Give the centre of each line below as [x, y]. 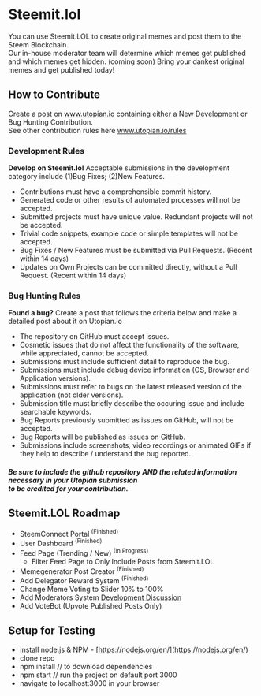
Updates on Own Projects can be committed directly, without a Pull [128, 267]
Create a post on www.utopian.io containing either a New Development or [128, 114]
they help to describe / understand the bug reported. [105, 454]
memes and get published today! [62, 69]
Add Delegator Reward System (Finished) [84, 580]
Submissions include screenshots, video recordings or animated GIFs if [135, 445]
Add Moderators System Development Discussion [101, 597]
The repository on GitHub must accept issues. [94, 337]
